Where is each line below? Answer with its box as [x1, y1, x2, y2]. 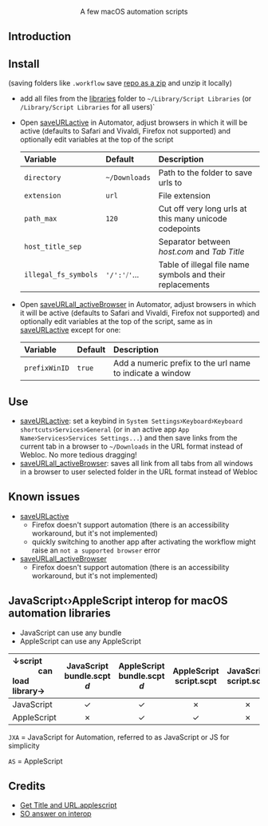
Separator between [158, 236, 231, 247]
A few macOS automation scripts [80, 7, 188, 16]
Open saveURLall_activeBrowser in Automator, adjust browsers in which [19, 300, 257, 309]
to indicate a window [112, 368, 191, 379]
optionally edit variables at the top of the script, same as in [19, 317, 213, 326]
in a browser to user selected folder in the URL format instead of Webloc [19, 467, 258, 477]
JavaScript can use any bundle [19, 628, 122, 637]
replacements [158, 279, 210, 290]
